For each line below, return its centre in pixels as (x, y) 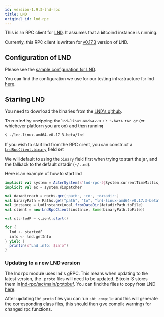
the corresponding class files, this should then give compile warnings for (78, 304)
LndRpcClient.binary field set (35, 149)
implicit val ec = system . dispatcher (43, 187)
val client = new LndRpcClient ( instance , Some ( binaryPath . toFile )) (75, 210)
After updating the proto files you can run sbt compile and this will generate (81, 298)
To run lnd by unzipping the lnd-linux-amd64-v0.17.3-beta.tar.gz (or (75, 121)
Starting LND (25, 99)
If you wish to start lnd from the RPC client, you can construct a (69, 144)
